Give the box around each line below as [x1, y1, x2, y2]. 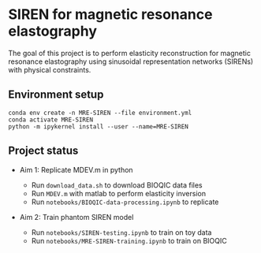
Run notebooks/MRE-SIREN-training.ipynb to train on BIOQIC [31, 236, 227, 245]
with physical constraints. [8, 65, 91, 74]
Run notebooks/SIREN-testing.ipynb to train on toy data [31, 227, 212, 237]
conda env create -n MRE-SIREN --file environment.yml [8, 109, 192, 117]
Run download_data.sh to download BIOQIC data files [31, 180, 203, 190]
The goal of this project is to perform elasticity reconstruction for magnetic [8, 48, 251, 58]
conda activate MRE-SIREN [8, 116, 93, 124]
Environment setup [8, 88, 104, 102]
